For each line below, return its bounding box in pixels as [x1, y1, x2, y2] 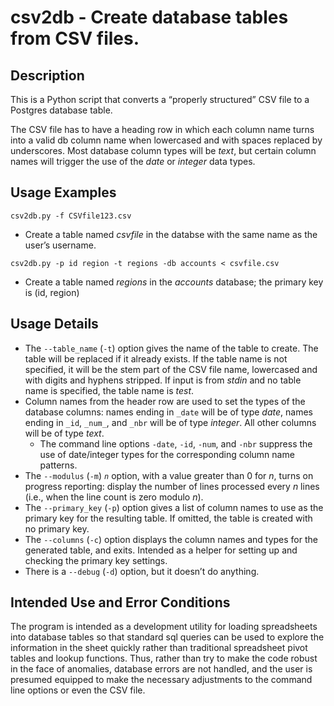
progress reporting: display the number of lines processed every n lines [24, 480, 320, 492]
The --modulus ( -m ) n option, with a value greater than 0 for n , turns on [24, 469, 314, 481]
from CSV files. [10, 27, 140, 50]
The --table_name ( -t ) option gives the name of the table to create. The [24, 342, 319, 354]
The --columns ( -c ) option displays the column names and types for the [24, 533, 318, 545]
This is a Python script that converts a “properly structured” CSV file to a [10, 94, 310, 105]
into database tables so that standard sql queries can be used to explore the [10, 631, 325, 643]
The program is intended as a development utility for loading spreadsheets [10, 621, 318, 633]
